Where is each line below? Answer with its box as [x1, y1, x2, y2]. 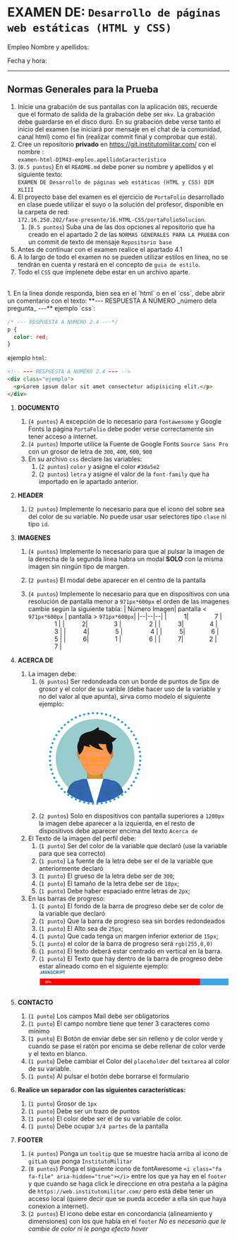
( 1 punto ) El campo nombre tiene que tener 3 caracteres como [28, 1019, 210, 1028]
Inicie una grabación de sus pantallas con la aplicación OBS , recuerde [17, 102, 218, 110]
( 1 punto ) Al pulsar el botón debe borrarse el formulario [28, 1072, 189, 1081]
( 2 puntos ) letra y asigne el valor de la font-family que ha [38, 470, 209, 478]
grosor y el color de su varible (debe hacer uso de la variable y [38, 684, 221, 693]
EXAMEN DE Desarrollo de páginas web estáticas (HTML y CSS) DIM [17, 178, 214, 186]
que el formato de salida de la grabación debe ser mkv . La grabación [17, 110, 215, 118]
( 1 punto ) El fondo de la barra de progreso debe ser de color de [38, 901, 224, 910]
